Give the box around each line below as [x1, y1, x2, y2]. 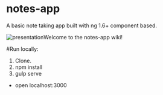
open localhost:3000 [14, 81, 68, 89]
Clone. [14, 57, 32, 64]
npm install [14, 63, 43, 71]
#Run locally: [6, 45, 39, 53]
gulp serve [14, 70, 42, 77]
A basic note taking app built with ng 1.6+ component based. [6, 22, 158, 29]
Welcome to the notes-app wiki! [43, 33, 123, 41]
